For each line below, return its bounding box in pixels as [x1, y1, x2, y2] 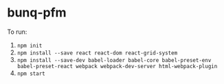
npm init [16, 42, 43, 49]
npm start [16, 70, 46, 77]
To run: [7, 28, 27, 36]
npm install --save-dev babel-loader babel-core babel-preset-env [16, 56, 212, 63]
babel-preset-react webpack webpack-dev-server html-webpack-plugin [16, 63, 218, 70]
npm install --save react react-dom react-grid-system [16, 50, 178, 56]
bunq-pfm [7, 5, 67, 21]
